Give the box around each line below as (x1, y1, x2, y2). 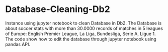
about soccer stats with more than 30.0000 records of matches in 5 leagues (5, 25, 163, 31)
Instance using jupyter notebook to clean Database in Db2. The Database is (5, 20, 162, 26)
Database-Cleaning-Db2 (5, 3, 111, 15)
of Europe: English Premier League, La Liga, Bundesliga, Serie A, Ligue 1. (5, 30, 156, 36)
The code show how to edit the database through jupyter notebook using (5, 36, 157, 42)
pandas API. (5, 41, 30, 47)
